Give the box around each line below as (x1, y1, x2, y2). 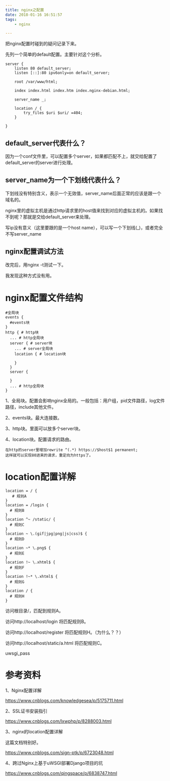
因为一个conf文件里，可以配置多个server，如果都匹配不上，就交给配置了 (5, 153, 157, 159)
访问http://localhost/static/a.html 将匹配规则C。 (5, 640, 105, 646)
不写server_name (5, 231, 42, 237)
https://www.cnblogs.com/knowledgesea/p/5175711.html (5, 697, 123, 703)
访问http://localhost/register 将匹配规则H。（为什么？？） (5, 629, 124, 635)
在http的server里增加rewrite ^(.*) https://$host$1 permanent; (5, 447, 138, 452)
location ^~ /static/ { (5, 516, 56, 522)
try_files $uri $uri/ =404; (23, 110, 83, 116)
